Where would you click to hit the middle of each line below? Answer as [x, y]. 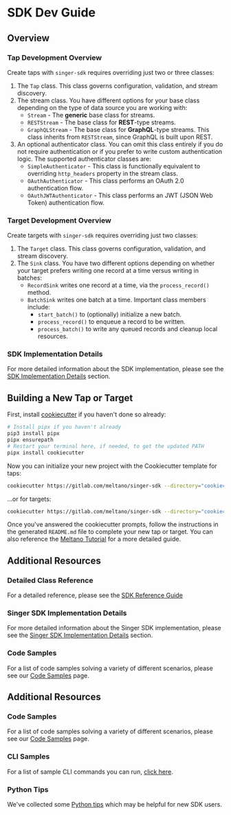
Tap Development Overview [54, 58]
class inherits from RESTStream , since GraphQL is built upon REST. [120, 137]
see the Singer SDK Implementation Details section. [80, 635]
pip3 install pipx [33, 434]
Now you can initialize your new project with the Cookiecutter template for [112, 466]
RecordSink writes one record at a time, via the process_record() [118, 285]
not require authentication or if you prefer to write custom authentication [120, 151]
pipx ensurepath [30, 440]
